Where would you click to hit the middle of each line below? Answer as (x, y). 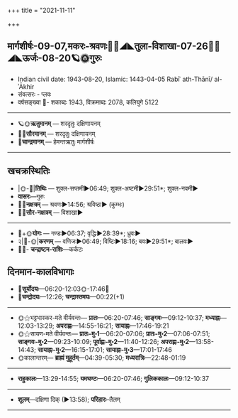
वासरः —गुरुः (31, 196)
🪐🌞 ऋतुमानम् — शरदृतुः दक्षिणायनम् (59, 123)
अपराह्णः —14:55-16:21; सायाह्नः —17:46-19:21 (112, 326)
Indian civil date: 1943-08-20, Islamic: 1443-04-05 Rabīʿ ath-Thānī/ (115, 79)
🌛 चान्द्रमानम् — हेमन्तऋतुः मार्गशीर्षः (56, 141)
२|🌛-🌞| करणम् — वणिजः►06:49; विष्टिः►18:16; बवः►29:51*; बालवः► (105, 241)
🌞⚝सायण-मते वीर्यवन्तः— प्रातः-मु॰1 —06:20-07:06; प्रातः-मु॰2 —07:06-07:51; (114, 334)
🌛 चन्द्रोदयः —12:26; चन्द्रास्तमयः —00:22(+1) (71, 297)
